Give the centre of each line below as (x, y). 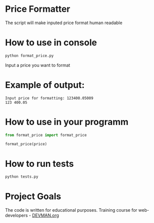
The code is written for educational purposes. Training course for (71, 210)
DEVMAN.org (45, 216)
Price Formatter (38, 9)
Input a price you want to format (38, 65)
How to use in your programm (67, 122)
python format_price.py (30, 56)
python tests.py (22, 177)
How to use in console (51, 43)
